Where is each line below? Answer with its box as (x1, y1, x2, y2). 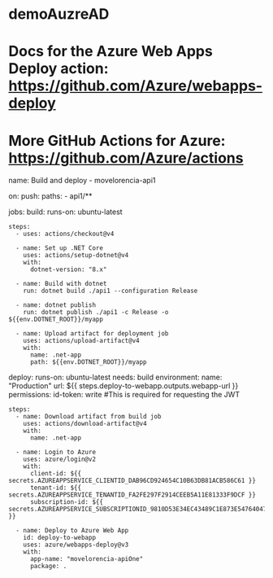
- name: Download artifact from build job (15, 413, 162, 421)
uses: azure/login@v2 (23, 455, 96, 464)
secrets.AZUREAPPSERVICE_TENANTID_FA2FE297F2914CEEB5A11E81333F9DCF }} (8, 491, 256, 499)
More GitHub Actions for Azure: (8, 131, 226, 150)
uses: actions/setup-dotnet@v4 (23, 252, 129, 260)
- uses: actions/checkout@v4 (15, 230, 115, 239)
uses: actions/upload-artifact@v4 (23, 337, 140, 345)
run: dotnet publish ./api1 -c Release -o (23, 309, 169, 317)
